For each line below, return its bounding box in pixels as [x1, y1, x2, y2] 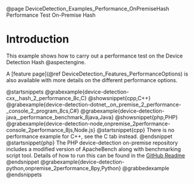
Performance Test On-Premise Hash [6, 11, 96, 19]
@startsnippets [6, 88, 44, 95]
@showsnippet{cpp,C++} [87, 94, 151, 101]
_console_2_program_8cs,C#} [6, 107, 80, 114]
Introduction [6, 32, 69, 46]
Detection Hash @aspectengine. [6, 58, 86, 65]
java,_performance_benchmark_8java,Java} [6, 113, 114, 120]
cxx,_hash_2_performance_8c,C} [6, 94, 87, 101]
